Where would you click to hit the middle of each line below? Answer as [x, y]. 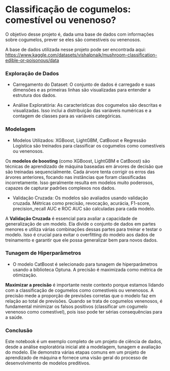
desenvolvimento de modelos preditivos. [48, 363]
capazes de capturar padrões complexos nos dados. [61, 188]
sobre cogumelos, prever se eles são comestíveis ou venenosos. [73, 40]
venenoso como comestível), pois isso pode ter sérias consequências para [84, 312]
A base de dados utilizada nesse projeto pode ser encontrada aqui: [76, 49]
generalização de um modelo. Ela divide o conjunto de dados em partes [81, 224]
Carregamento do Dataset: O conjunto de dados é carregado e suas [84, 84]
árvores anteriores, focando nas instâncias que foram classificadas [76, 177]
